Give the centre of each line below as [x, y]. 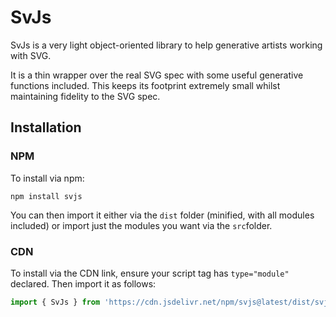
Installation [46, 127]
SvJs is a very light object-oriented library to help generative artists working [166, 45]
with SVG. [31, 55]
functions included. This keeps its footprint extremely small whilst [145, 85]
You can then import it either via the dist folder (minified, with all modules [162, 215]
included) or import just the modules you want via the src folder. [141, 225]
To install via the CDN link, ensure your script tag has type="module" [150, 273]
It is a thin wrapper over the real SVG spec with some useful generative [157, 75]
